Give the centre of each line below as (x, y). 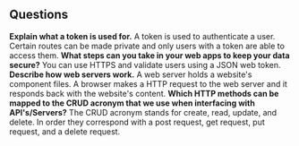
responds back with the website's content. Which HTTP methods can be (144, 93)
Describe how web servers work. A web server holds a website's (131, 74)
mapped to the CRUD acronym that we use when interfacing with (132, 103)
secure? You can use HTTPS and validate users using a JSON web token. (145, 64)
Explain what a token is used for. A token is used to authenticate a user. (142, 36)
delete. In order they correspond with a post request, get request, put (137, 122)
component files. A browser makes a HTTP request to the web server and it (149, 83)
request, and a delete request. (65, 131)
